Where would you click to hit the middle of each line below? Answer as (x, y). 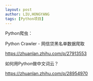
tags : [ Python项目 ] (24, 19)
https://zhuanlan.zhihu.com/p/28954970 (46, 74)
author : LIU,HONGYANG (27, 14)
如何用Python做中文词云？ (32, 64)
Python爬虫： (19, 33)
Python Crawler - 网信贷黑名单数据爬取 (45, 44)
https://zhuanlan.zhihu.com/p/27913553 (46, 54)
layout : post (19, 10)
